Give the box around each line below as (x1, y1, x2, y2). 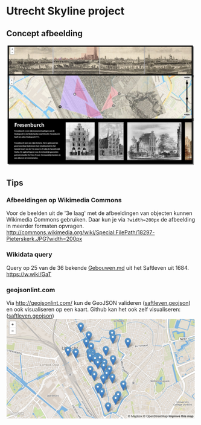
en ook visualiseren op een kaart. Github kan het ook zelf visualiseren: (6, 306, 181, 313)
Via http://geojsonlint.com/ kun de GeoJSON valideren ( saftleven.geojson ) (6, 299, 191, 307)
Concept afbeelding (6, 28, 83, 39)
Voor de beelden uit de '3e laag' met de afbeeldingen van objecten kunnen (6, 209, 193, 217)
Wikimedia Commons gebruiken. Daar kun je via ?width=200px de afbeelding (6, 216, 196, 223)
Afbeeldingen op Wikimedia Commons (6, 196, 122, 205)
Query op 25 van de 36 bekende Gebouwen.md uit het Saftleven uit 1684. (6, 264, 189, 271)
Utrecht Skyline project (6, 4, 125, 18)
